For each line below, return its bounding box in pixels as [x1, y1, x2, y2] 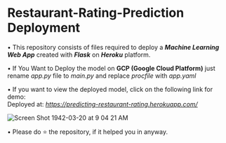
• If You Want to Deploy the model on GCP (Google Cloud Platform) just [7, 64, 215, 72]
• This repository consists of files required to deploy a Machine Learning [7, 43, 220, 51]
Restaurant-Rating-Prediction [7, 5, 185, 21]
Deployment [7, 20, 81, 36]
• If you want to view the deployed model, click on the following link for [7, 85, 213, 93]
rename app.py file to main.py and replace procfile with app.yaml [7, 71, 197, 80]
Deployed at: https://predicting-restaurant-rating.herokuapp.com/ [7, 100, 198, 108]
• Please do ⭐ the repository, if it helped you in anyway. [7, 128, 168, 136]
